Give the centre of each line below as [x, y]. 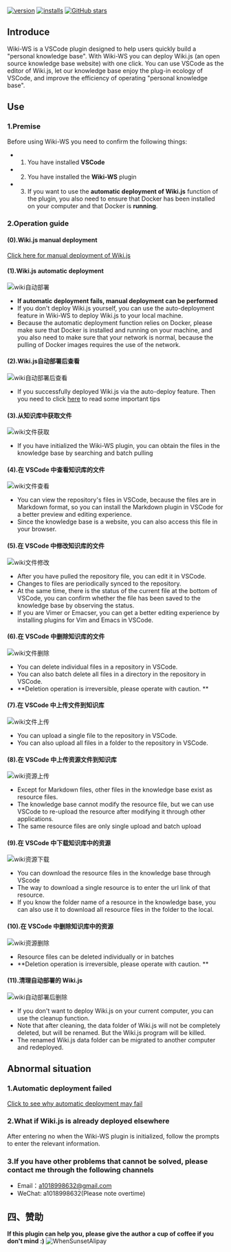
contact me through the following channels [80, 1170]
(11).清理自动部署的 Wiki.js [45, 981]
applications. [35, 819]
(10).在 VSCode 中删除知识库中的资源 [60, 926]
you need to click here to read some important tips [88, 399]
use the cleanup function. [53, 1018]
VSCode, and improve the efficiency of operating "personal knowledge [108, 78]
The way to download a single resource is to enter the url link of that [114, 888]
